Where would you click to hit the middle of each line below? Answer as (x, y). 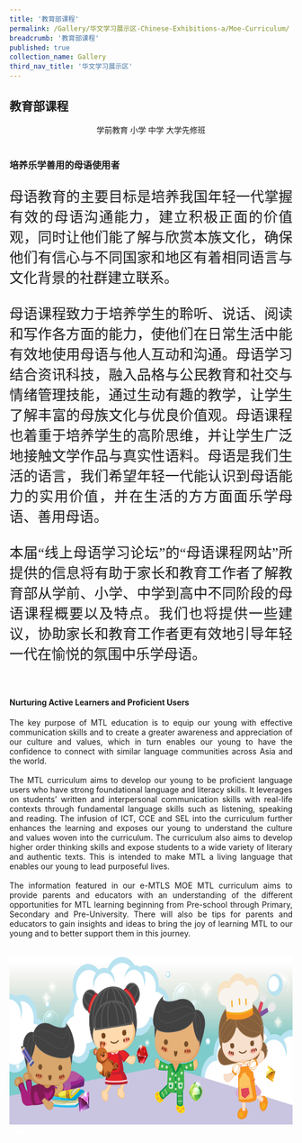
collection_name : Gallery (58, 57)
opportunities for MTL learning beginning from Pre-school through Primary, (151, 904)
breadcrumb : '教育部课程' (54, 38)
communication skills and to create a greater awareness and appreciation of (151, 732)
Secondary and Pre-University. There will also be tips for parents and (151, 914)
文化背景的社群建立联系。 (94, 278)
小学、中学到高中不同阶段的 (186, 593)
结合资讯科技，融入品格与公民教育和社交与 (151, 375)
